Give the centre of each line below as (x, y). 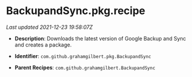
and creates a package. (43, 45)
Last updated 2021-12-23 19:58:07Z (49, 27)
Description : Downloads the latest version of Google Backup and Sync (100, 38)
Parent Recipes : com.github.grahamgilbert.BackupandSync (85, 67)
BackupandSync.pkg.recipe (76, 11)
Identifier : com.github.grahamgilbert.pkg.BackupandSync (83, 56)
